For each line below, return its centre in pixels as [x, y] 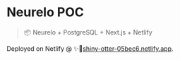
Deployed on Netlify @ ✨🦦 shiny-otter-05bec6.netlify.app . [90, 48]
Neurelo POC [45, 12]
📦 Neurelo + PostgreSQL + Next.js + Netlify [88, 32]
